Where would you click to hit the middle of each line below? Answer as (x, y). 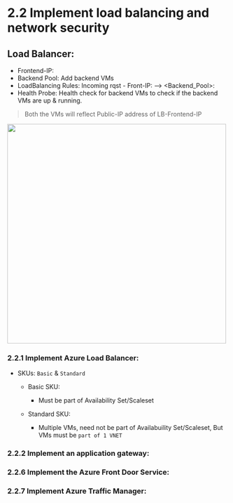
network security (58, 28)
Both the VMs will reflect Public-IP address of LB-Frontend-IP (113, 114)
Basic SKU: (44, 387)
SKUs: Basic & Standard (51, 373)
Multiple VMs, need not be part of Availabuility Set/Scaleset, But (130, 428)
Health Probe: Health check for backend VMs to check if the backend (118, 93)
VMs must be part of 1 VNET (80, 435)
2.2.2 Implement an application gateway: (78, 453)
